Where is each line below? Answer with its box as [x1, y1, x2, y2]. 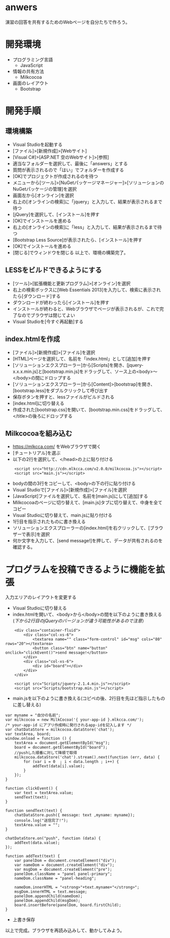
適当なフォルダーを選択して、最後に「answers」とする [12, 160, 128, 166]
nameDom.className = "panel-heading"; [14, 876, 96, 881]
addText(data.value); [14, 840, 60, 845]
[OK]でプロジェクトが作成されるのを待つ [12, 173, 98, 179]
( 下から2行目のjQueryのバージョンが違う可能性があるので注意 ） [12, 618, 147, 624]
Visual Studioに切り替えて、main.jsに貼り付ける [12, 512, 113, 518]
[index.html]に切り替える [12, 400, 64, 406]
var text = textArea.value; [14, 790, 74, 796]
